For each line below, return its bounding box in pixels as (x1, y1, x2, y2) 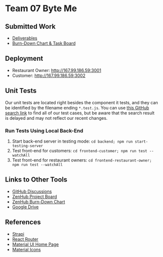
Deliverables (12, 35, 38, 41)
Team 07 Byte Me (5, 3, 77, 14)
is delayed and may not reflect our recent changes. (5, 115, 108, 121)
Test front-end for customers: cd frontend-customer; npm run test (12, 147, 147, 153)
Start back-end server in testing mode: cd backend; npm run (12, 138, 133, 144)
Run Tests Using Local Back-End (5, 127, 83, 134)
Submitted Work (5, 22, 56, 31)
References (5, 218, 41, 226)
